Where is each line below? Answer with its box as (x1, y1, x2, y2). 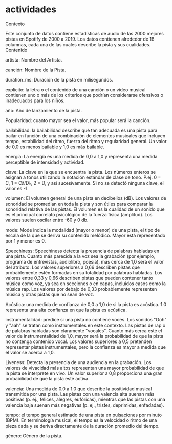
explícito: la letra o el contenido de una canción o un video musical (5, 86, 146, 93)
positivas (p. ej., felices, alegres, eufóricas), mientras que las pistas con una (5, 396, 165, 402)
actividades (5, 4, 56, 15)
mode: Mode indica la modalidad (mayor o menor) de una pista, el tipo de (5, 227, 160, 233)
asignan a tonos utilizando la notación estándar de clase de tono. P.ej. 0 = (5, 174, 161, 180)
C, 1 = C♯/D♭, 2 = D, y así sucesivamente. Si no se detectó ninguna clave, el (5, 179, 164, 186)
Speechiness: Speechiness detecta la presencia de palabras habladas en (5, 248, 160, 254)
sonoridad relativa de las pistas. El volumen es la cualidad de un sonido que (5, 206, 165, 212)
